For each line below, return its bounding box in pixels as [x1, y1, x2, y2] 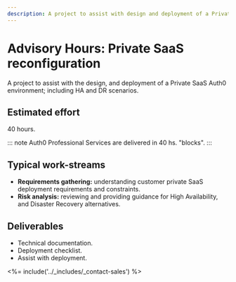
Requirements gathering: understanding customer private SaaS [17, 177, 204, 186]
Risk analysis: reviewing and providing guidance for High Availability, [17, 192, 218, 201]
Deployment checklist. [17, 246, 83, 255]
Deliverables [7, 220, 64, 232]
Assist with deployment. [17, 254, 88, 262]
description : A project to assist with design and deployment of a [7, 10, 209, 18]
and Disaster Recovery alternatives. [17, 200, 121, 208]
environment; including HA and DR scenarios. [7, 86, 139, 95]
